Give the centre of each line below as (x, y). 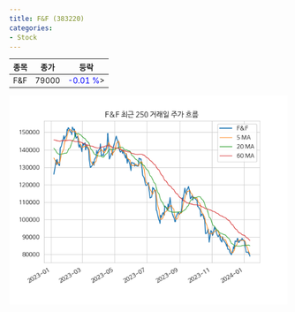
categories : (31, 28)
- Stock (23, 37)
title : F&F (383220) (47, 19)
